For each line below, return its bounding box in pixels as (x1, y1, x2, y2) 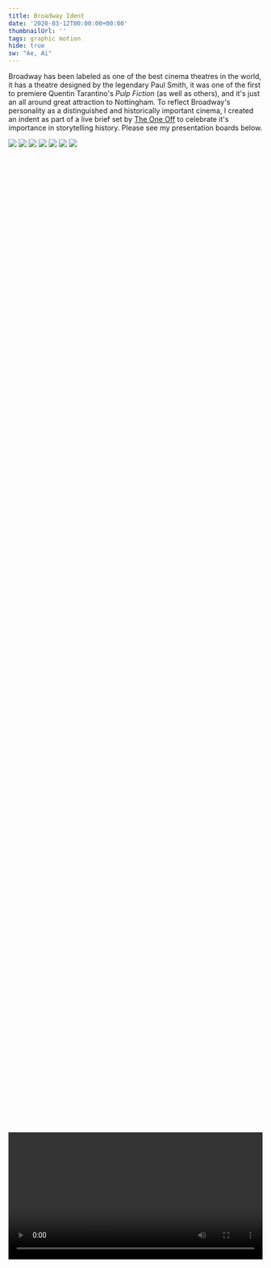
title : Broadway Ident (8, 11, 85, 20)
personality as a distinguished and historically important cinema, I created (8, 106, 254, 115)
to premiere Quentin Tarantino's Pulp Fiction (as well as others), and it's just (8, 89, 261, 98)
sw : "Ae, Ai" (8, 49, 52, 57)
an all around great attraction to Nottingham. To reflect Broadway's (8, 98, 231, 107)
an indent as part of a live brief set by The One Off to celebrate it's (8, 115, 229, 123)
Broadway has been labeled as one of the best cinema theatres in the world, (8, 72, 262, 81)
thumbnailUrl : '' (8, 27, 67, 35)
